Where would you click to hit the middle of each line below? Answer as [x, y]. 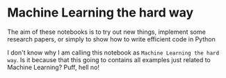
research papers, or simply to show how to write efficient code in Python [111, 39]
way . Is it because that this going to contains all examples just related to [109, 59]
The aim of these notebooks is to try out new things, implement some [107, 32]
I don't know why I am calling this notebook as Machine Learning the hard [113, 52]
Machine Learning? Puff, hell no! [53, 67]
